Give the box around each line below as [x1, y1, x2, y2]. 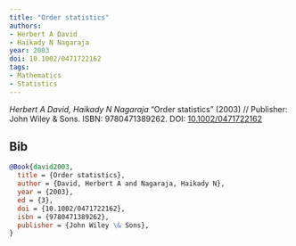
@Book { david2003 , [9, 162, 74, 172]
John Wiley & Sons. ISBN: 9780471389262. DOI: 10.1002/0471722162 [9, 113, 263, 124]
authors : [9, 21, 42, 30]
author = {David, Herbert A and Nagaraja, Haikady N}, [17, 179, 226, 188]
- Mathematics [9, 71, 62, 80]
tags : [9, 63, 29, 72]
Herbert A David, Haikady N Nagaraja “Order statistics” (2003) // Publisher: [9, 103, 288, 114]
